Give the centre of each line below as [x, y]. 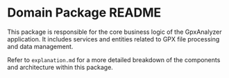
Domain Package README [84, 13]
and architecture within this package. [60, 67]
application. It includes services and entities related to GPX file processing [113, 39]
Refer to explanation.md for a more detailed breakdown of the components [114, 59]
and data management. [40, 46]
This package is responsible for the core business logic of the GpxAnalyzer [114, 32]
